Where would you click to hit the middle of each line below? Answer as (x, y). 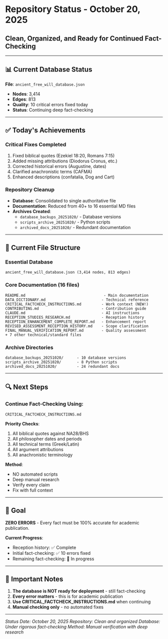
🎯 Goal (15, 510)
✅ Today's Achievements (45, 131)
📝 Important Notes (34, 579)
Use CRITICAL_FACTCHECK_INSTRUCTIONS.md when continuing (81, 602)
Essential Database (29, 262)
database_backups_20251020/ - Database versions (70, 217)
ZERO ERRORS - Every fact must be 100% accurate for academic (72, 523)
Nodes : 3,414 (26, 94)
